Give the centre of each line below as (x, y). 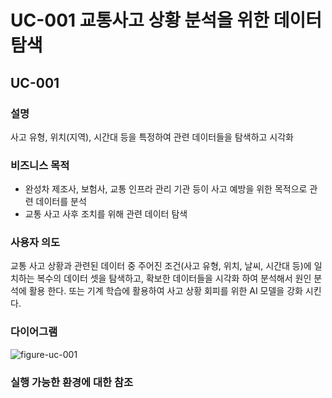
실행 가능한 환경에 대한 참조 (72, 382)
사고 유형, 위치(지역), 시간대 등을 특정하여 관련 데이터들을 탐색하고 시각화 (152, 137)
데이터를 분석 (61, 202)
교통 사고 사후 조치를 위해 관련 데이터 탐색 (106, 214)
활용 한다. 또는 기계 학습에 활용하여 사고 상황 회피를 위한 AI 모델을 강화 (165, 291)
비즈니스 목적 (40, 165)
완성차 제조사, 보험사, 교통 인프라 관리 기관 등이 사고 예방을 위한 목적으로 (166, 189)
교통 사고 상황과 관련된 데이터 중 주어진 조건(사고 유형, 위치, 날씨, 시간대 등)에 (161, 266)
